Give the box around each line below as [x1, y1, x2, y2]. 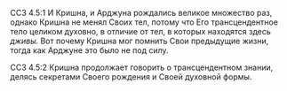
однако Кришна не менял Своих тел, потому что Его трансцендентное [10, 17, 279, 27]
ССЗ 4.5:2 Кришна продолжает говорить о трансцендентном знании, [10, 62, 274, 72]
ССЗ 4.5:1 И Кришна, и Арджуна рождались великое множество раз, [10, 8, 273, 18]
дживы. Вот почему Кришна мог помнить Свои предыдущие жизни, [10, 35, 269, 46]
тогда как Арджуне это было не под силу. [10, 45, 169, 56]
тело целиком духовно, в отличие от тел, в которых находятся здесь [10, 27, 272, 36]
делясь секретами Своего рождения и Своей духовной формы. [10, 72, 252, 82]
